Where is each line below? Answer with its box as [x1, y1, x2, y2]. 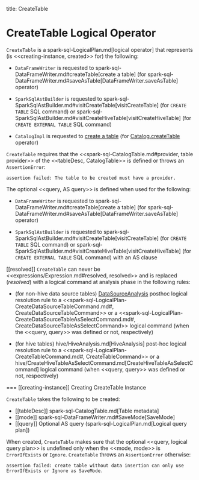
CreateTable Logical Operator [6, 27, 156, 40]
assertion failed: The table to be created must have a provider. [6, 175, 176, 181]
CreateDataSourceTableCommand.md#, [14, 303, 114, 310]
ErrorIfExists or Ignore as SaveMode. [6, 467, 103, 474]
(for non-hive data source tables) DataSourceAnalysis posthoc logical [14, 289, 188, 297]
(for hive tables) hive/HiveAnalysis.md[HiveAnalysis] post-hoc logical [14, 340, 186, 347]
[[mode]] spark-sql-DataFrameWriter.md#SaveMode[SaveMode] [14, 413, 176, 421]
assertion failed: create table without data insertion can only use [6, 463, 185, 469]
